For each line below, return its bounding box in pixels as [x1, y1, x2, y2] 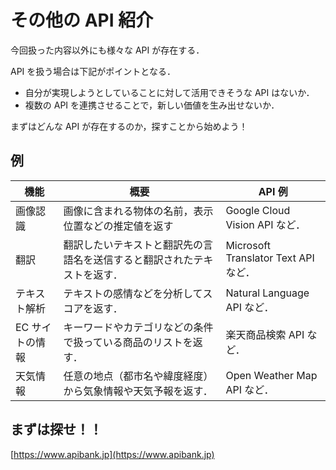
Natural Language [225, 286, 310, 300]
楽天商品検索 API [225, 327, 305, 341]
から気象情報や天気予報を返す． [63, 384, 213, 398]
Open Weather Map [225, 368, 318, 382]
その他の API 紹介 [10, 9, 154, 32]
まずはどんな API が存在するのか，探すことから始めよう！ [10, 120, 248, 132]
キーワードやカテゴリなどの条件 [63, 320, 214, 334]
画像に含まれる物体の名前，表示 [63, 204, 214, 218]
